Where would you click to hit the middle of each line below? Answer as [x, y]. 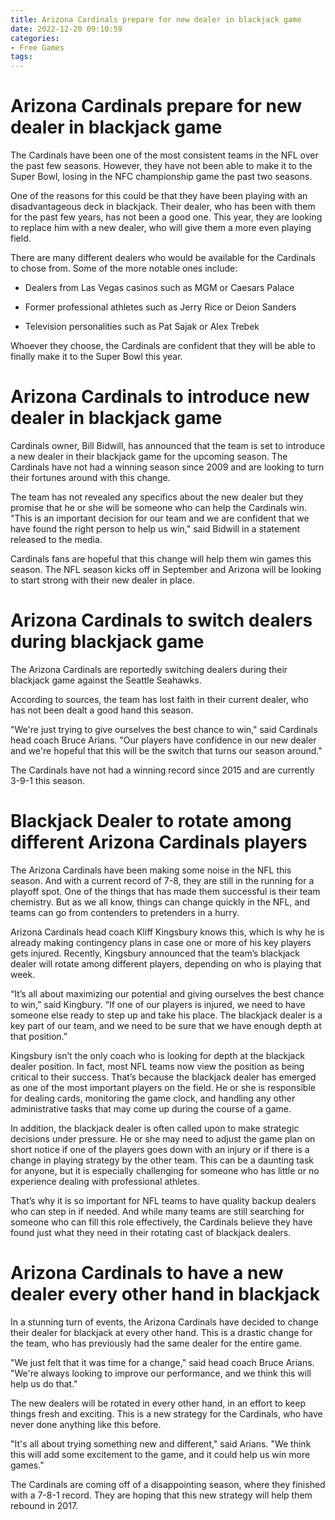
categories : [35, 38]
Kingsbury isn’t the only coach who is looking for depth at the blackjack [158, 1055]
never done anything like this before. [86, 1424]
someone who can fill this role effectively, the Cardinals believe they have [161, 1222]
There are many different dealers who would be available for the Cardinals [163, 258]
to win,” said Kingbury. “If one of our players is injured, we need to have [158, 1004]
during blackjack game [107, 642]
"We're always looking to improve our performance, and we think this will [161, 1373]
